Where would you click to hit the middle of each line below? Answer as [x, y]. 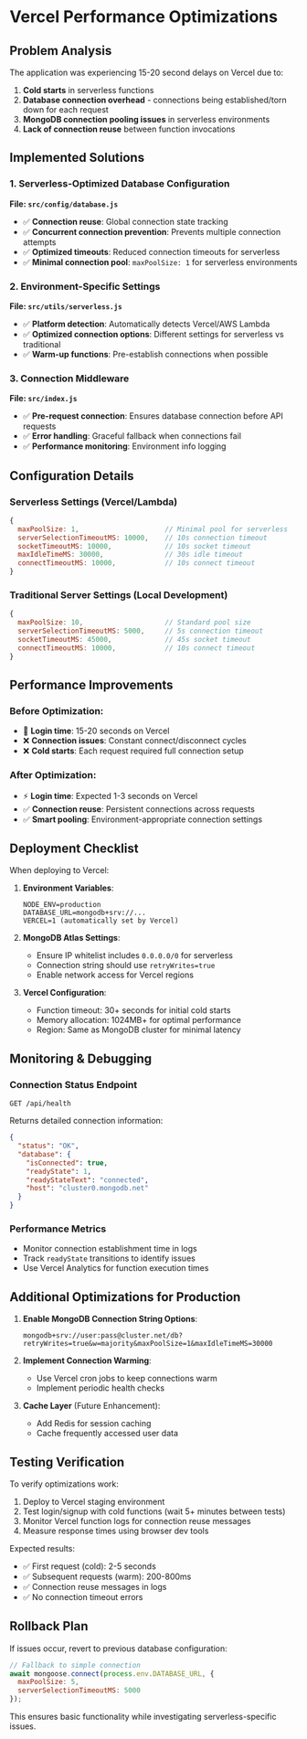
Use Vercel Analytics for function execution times [116, 1268]
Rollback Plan [49, 1626]
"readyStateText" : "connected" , [87, 1180]
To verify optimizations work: [64, 1484]
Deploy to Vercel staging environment [94, 1501]
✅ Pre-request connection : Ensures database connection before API [153, 416]
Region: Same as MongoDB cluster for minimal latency [138, 1030]
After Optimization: [53, 775]
